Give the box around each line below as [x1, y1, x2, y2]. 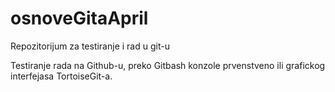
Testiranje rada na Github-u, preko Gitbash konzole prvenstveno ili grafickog [10, 59, 326, 71]
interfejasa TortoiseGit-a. [10, 70, 113, 82]
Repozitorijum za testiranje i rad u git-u [10, 40, 170, 52]
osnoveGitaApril [10, 7, 149, 30]
